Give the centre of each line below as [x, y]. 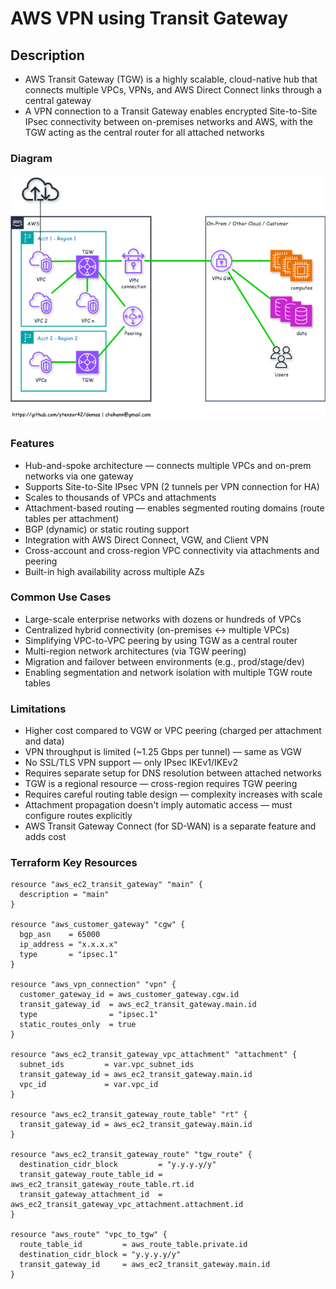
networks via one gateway [79, 476]
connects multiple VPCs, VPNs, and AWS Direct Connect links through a [173, 90]
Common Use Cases [61, 597]
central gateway [58, 100]
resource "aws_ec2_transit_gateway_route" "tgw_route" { [131, 1155]
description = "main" [64, 895]
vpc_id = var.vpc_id [89, 1085]
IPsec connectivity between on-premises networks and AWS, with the [168, 121]
